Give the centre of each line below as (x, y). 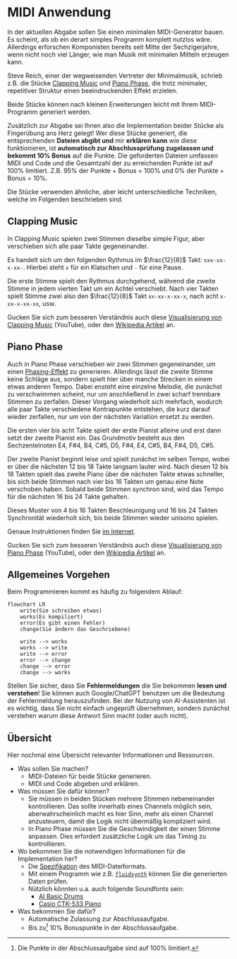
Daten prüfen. (48, 881)
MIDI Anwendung (59, 12)
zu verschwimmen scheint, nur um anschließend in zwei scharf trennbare (114, 394)
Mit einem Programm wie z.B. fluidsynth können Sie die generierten (128, 874)
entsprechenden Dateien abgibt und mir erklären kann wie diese (102, 140)
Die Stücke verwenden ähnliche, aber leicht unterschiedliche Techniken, (112, 192)
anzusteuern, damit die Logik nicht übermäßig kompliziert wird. (120, 821)
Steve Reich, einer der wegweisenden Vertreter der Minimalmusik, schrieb (115, 76)
